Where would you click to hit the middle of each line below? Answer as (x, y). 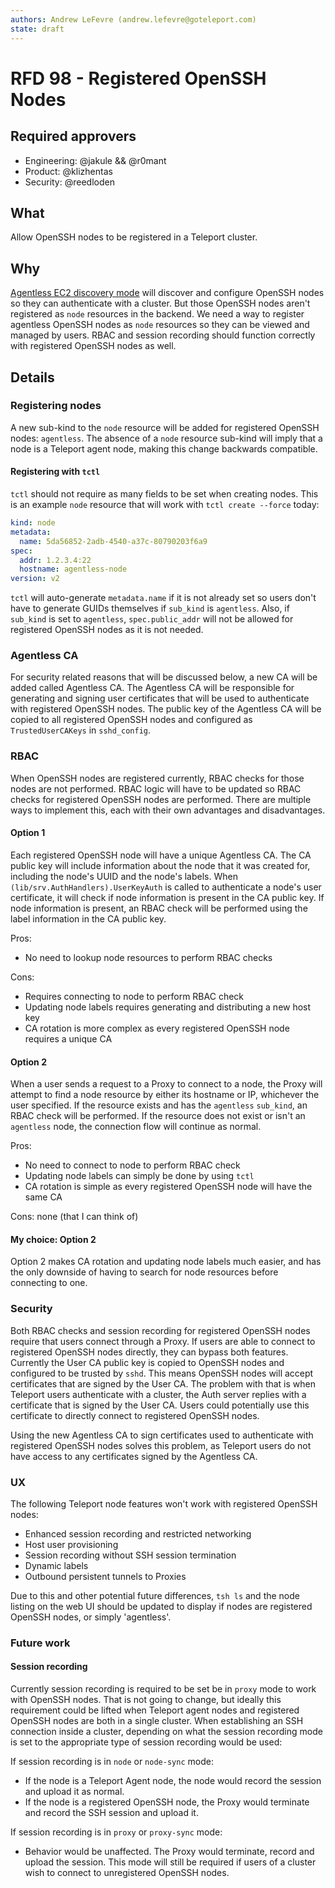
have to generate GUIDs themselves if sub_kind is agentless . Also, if (150, 608)
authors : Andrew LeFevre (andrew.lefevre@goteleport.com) (133, 19)
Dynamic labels (56, 1565)
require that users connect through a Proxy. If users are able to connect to (163, 1341)
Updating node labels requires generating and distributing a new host (168, 1007)
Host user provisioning (71, 1544)
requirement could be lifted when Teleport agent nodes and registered (155, 1710)
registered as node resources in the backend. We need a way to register (157, 314)
